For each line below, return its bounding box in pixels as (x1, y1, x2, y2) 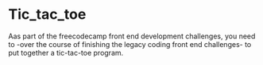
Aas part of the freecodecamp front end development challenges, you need (8, 31, 256, 41)
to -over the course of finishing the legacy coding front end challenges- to (8, 39, 252, 49)
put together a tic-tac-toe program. (8, 48, 124, 57)
